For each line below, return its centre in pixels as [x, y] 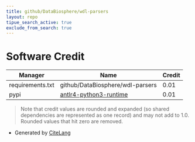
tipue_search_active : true [39, 22]
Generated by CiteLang [43, 133]
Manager [32, 75]
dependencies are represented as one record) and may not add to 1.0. [105, 115]
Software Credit [45, 57]
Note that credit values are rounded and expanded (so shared [95, 109]
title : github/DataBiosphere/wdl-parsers [57, 11]
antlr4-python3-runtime [94, 95]
